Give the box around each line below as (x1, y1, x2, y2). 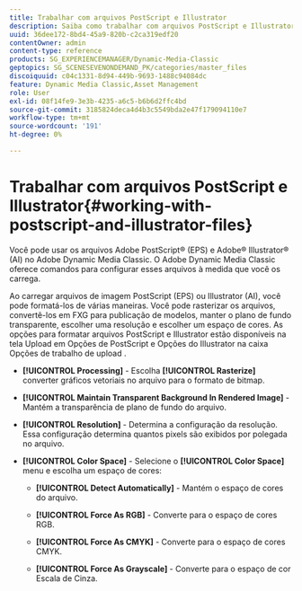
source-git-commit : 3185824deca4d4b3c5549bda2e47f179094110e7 (9, 105, 247, 114)
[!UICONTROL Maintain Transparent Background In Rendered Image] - (22, 392, 290, 402)
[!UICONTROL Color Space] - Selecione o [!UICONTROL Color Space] (22, 455, 285, 466)
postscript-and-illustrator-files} (9, 215, 253, 235)
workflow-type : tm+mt (9, 113, 91, 122)
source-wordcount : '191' (9, 122, 102, 131)
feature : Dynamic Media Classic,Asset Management (9, 80, 200, 89)
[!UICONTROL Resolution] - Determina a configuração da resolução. (22, 419, 279, 429)
